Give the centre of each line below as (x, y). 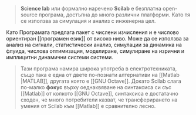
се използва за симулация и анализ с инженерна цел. (88, 21)
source (29, 15)
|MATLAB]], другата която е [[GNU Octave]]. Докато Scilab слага (101, 81)
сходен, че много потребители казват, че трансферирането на (99, 100)
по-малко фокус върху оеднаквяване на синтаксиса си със (96, 87)
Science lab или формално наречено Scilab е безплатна (91, 9)
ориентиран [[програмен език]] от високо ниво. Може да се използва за (97, 38)
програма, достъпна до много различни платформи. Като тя (114, 15)
